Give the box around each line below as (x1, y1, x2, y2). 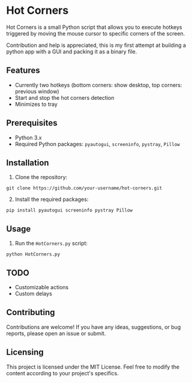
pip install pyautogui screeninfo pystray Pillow (6, 207, 133, 213)
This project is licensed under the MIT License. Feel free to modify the (6, 363, 180, 370)
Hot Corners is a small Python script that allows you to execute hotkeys (6, 23, 182, 31)
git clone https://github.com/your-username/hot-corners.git (6, 185, 163, 191)
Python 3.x (14, 133, 42, 141)
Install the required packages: (14, 196, 89, 203)
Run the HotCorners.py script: (14, 240, 88, 247)
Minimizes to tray (14, 100, 58, 108)
